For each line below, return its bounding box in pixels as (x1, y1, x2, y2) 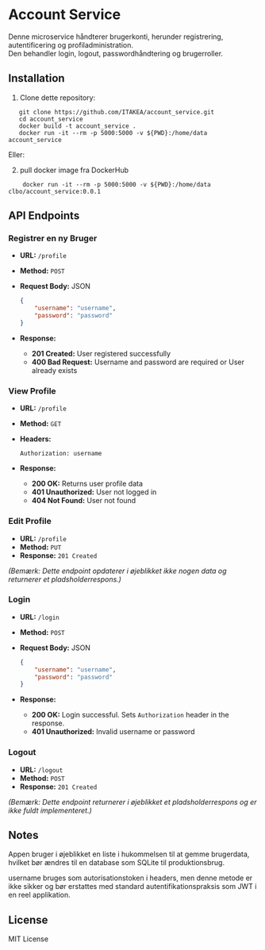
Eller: (8, 149, 25, 160)
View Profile (8, 385, 57, 396)
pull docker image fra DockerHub (19, 165, 129, 175)
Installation (8, 71, 65, 85)
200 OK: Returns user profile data (31, 479, 144, 489)
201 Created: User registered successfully (31, 348, 171, 358)
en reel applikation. (8, 890, 71, 900)
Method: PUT (19, 542, 62, 552)
